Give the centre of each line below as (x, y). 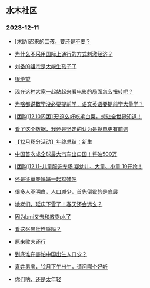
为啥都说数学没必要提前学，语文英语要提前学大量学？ (79, 104)
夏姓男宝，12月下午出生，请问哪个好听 (61, 266)
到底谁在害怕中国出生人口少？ (51, 254)
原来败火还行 (30, 241)
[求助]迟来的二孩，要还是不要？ (53, 41)
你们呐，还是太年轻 (38, 279)
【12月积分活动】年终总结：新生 (54, 141)
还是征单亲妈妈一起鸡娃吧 (46, 179)
